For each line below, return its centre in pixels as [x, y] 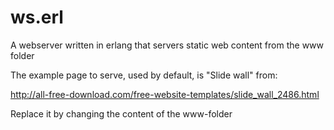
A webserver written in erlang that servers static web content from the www [167, 45]
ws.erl [37, 17]
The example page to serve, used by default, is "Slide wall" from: [144, 75]
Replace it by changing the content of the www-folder [121, 113]
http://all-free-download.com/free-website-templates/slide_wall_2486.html [165, 94]
